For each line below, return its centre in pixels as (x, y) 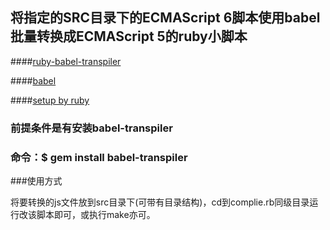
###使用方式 (36, 181)
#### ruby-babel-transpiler (66, 61)
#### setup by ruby (50, 100)
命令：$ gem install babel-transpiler (99, 157)
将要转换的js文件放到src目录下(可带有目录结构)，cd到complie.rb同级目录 (160, 202)
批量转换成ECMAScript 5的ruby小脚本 (129, 36)
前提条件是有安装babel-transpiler (91, 128)
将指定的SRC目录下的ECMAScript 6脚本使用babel (165, 18)
